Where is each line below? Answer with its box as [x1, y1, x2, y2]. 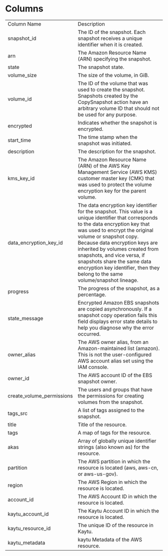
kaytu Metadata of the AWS [77, 536, 142, 543]
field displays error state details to [77, 318, 157, 325]
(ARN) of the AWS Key [77, 162, 130, 169]
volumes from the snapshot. [77, 398, 143, 405]
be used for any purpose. [77, 111, 137, 118]
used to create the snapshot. [77, 86, 145, 93]
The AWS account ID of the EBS [77, 371, 152, 378]
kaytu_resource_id [7, 524, 51, 531]
